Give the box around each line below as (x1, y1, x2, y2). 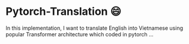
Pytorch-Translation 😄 (5, 5, 121, 18)
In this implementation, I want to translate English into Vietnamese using (5, 24, 184, 32)
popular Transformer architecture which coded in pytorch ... (5, 30, 154, 37)
